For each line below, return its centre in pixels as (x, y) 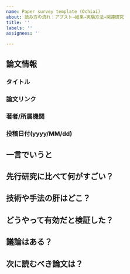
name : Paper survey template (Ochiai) (53, 11)
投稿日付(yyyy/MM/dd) (39, 134)
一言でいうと (29, 154)
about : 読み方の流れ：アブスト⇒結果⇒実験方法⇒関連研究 (65, 17)
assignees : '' (23, 34)
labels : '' (19, 28)
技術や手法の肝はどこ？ (48, 198)
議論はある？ (29, 242)
